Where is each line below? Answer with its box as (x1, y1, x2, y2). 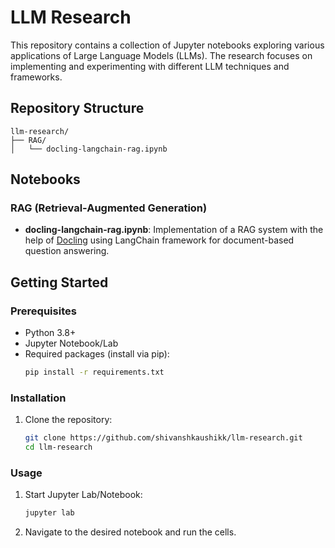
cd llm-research (24, 442, 93, 453)
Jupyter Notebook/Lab (24, 337, 119, 350)
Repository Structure (10, 100, 145, 117)
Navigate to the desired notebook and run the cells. (24, 526, 237, 538)
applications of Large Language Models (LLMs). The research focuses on (10, 49, 313, 61)
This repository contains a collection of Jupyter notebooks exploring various (10, 39, 325, 51)
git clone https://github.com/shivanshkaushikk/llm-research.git (24, 433, 303, 443)
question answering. (24, 245, 110, 257)
